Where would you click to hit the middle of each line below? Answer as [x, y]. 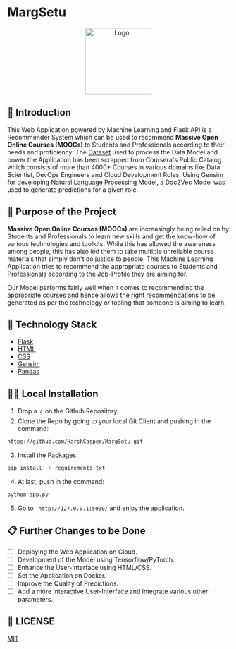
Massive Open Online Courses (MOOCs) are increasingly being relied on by [118, 229]
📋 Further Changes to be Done [76, 531]
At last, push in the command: [61, 481]
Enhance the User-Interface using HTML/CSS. [85, 567]
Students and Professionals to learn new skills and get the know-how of [112, 236]
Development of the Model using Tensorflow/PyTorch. [96, 559]
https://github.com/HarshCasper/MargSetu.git [75, 442]
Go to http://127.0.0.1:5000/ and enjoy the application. [101, 508]
